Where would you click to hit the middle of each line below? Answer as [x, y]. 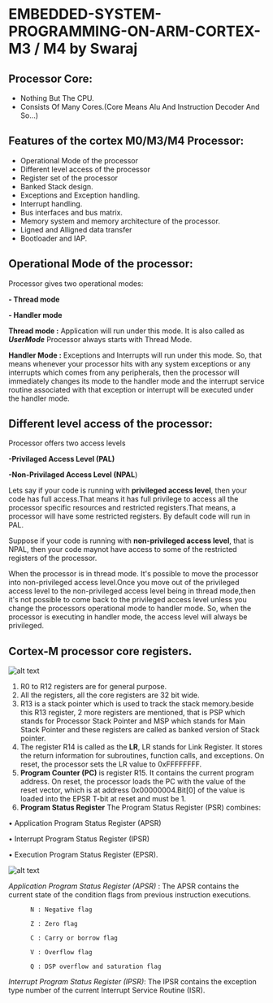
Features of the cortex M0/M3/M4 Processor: [126, 141]
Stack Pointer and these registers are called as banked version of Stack [140, 730]
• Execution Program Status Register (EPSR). [83, 855]
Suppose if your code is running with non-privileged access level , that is [131, 541]
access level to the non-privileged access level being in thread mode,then [132, 591]
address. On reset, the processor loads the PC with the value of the [133, 782]
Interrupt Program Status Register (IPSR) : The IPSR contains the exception [133, 982]
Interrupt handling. [51, 203]
